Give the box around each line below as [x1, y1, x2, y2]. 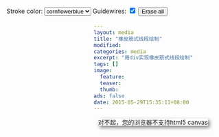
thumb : [100, 86, 119, 93]
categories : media [93, 48, 146, 55]
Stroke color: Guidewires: [6, 7, 126, 15]
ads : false [93, 92, 125, 100]
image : [93, 67, 113, 74]
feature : [100, 74, 125, 80]
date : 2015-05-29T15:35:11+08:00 [93, 99, 189, 106]
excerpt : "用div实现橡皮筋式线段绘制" [93, 55, 194, 61]
